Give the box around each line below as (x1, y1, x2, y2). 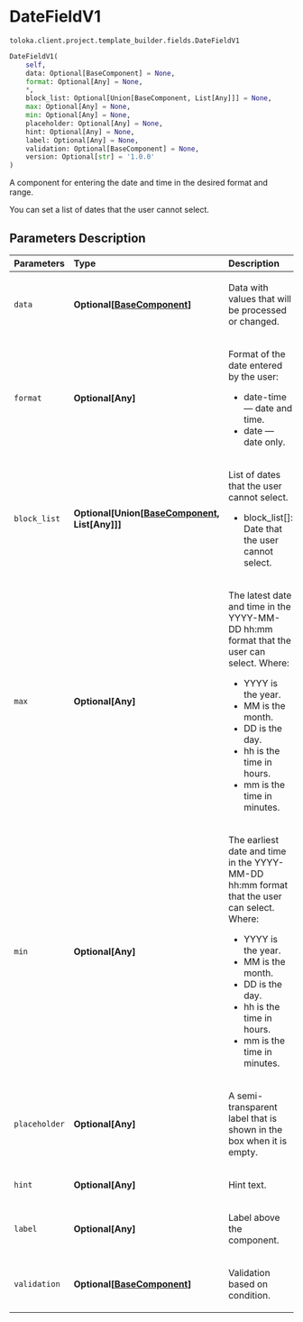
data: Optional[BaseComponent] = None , (25, 69, 176, 78)
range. (9, 187, 34, 197)
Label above (228, 1211, 280, 1224)
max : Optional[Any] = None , (25, 102, 131, 112)
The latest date (228, 589, 292, 601)
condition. (228, 1290, 271, 1301)
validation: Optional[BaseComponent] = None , (25, 144, 200, 153)
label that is (228, 1112, 278, 1125)
